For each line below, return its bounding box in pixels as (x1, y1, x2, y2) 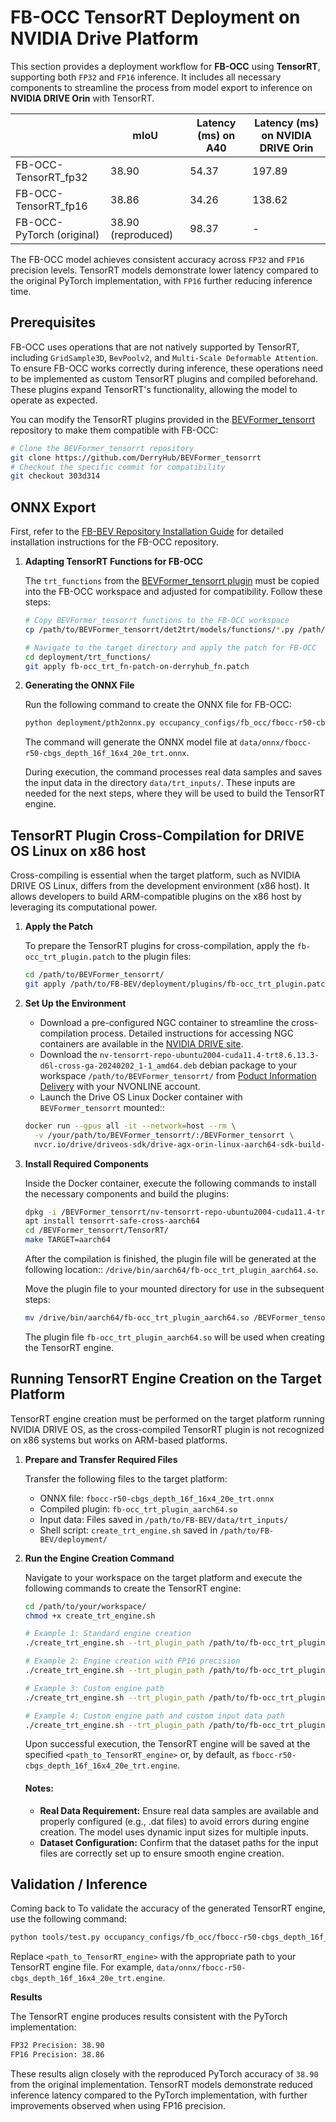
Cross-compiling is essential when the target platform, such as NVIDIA (10, 869, 301, 881)
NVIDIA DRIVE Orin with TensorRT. (10, 92, 155, 104)
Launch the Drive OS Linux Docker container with (39, 1091, 243, 1103)
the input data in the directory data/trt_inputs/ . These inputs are (24, 777, 296, 789)
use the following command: (10, 1913, 128, 1925)
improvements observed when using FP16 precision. (10, 2100, 227, 2112)
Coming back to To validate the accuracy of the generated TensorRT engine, (10, 1902, 326, 1915)
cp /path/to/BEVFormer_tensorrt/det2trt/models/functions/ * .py (24, 624, 295, 635)
